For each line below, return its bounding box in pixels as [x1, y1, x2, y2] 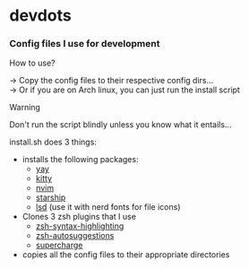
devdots [9, 5, 72, 26]
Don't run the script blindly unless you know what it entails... [9, 119, 232, 130]
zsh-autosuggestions [35, 230, 115, 241]
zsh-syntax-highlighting [35, 221, 124, 231]
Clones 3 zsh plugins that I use [21, 212, 137, 222]
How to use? [9, 57, 56, 68]
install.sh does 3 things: [9, 136, 97, 148]
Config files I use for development [9, 38, 160, 50]
